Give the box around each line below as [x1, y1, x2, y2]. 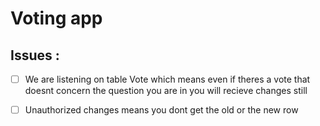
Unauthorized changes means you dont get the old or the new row [24, 104, 299, 116]
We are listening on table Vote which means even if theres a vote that [24, 73, 311, 85]
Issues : [10, 47, 60, 64]
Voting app [10, 7, 103, 30]
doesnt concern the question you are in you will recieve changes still [24, 85, 308, 97]
